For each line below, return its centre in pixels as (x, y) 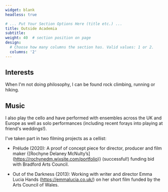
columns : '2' (23, 52)
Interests (20, 73)
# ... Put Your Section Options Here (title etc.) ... (64, 24)
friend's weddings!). (26, 129)
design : (13, 43)
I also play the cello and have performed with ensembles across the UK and (83, 118)
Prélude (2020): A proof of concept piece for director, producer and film (87, 148)
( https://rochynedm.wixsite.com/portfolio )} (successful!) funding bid (83, 159)
